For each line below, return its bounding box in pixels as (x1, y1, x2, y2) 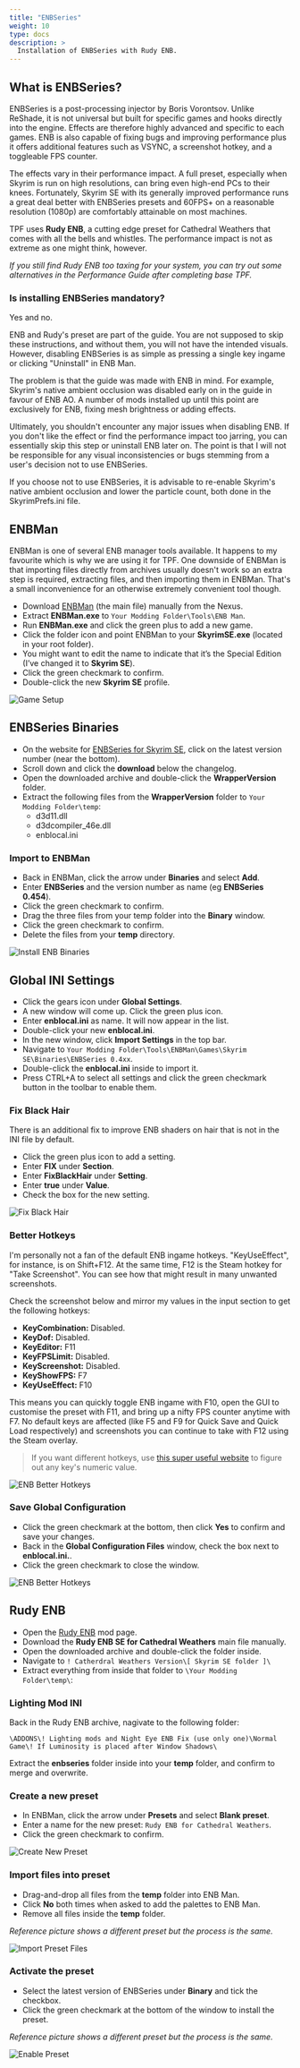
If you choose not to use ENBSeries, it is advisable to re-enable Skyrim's (9, 476, 276, 488)
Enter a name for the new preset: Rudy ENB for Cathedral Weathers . (21, 1819, 272, 1831)
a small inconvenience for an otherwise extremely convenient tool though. (9, 584, 281, 594)
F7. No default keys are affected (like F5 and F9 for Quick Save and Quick (9, 1415, 279, 1426)
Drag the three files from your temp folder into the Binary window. (21, 910, 266, 921)
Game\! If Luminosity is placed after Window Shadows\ (9, 1742, 218, 1751)
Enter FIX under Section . (21, 1161, 114, 1172)
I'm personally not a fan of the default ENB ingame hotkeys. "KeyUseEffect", (9, 1250, 289, 1260)
